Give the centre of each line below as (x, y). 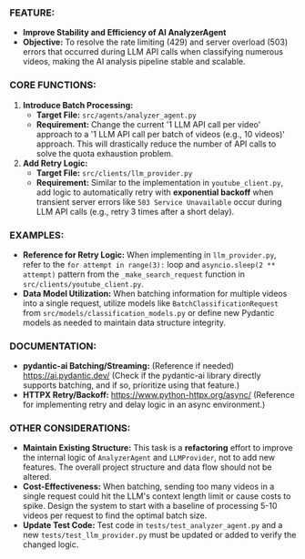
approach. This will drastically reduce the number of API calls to (156, 144)
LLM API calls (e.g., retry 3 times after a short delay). (135, 211)
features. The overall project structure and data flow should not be (147, 467)
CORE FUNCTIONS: (53, 86)
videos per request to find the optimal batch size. (115, 515)
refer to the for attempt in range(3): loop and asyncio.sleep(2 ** (149, 264)
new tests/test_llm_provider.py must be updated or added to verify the (159, 535)
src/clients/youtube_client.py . (83, 283)
